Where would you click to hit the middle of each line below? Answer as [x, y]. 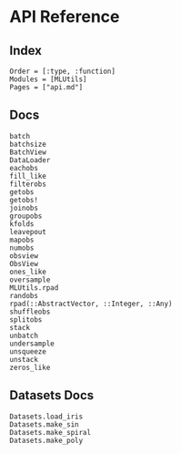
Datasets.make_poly [46, 440]
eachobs [24, 168]
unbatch [24, 335]
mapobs [22, 240]
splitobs [26, 320]
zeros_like [30, 367]
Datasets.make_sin [44, 424]
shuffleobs [30, 312]
